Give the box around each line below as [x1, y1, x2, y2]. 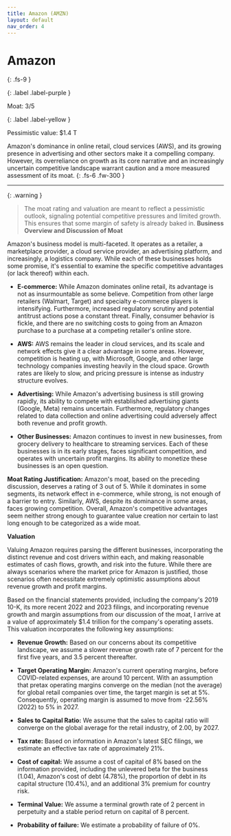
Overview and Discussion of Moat [23, 227, 123, 235]
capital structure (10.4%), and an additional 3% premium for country [16, 779, 211, 788]
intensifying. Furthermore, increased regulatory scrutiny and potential [16, 305, 214, 313]
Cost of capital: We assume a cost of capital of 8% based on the [16, 757, 201, 766]
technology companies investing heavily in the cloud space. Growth [16, 362, 210, 370]
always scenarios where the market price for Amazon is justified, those [7, 568, 208, 576]
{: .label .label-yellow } [7, 115, 71, 124]
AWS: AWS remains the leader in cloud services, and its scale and [16, 340, 205, 348]
